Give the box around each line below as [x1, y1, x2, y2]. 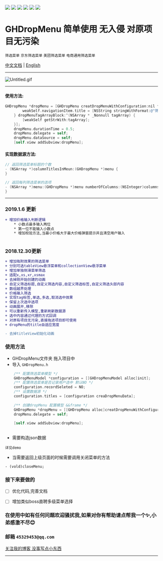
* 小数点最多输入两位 [14, 221, 51, 227]
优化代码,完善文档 [12, 488, 48, 494]
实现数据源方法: [5, 151, 36, 157]
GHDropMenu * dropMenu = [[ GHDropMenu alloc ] [14, 407, 105, 412]
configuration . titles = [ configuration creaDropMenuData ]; [14, 394, 136, 399]
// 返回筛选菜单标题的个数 [5, 162, 52, 167]
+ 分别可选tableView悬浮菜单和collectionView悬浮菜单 [5, 264, 107, 269]
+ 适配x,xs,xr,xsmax [5, 272, 45, 278]
